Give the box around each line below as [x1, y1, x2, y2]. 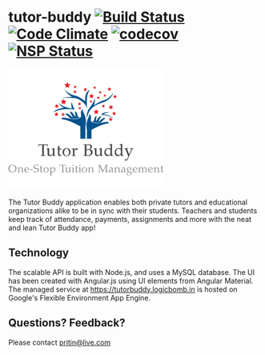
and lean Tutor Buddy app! [8, 223, 96, 232]
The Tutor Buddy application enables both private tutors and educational [8, 197, 248, 207]
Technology [8, 246, 70, 260]
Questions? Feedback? [8, 317, 126, 330]
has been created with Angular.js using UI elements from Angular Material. [8, 276, 254, 285]
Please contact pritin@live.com [8, 337, 111, 347]
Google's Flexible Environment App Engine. [8, 292, 151, 302]
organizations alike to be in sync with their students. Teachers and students [8, 205, 258, 216]
